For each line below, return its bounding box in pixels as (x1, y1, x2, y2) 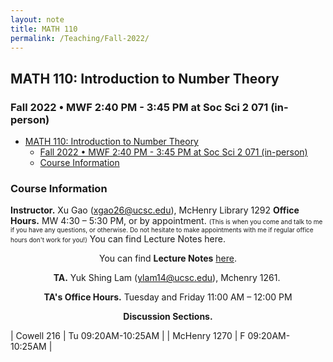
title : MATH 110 (10, 24, 78, 34)
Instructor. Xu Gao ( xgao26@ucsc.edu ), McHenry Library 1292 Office (10, 204, 300, 216)
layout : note (10, 14, 65, 25)
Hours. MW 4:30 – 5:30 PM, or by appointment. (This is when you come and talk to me (10, 215, 323, 227)
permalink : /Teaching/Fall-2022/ (10, 33, 150, 43)
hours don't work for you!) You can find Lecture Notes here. (10, 233, 227, 245)
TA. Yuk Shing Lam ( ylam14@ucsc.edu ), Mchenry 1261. (53, 272, 281, 284)
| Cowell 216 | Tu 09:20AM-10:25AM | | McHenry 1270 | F (10, 330, 246, 342)
